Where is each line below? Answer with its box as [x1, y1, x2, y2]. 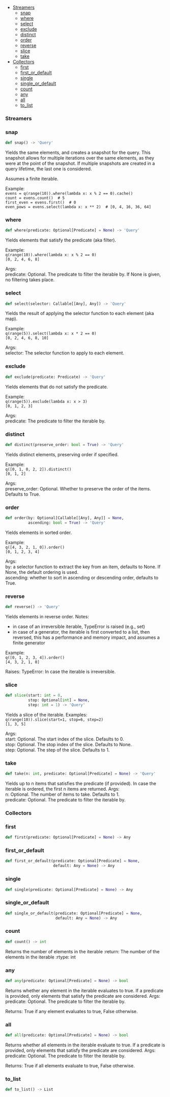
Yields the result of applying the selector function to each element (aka [5, 310, 154, 317]
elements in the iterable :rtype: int [5, 954, 76, 960]
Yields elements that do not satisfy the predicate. [5, 384, 108, 390]
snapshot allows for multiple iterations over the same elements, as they [5, 155, 154, 161]
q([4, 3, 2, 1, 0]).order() [5, 545, 65, 550]
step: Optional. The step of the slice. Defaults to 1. [5, 747, 110, 753]
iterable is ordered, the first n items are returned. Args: [5, 786, 120, 792]
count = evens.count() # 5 [5, 195, 65, 201]
